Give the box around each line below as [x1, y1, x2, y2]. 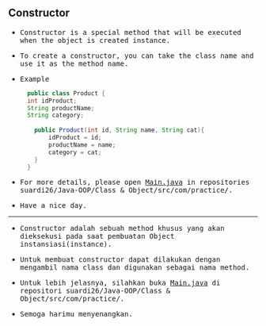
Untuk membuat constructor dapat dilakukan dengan [19, 255, 221, 264]
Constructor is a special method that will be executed [19, 28, 241, 36]
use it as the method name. [19, 59, 129, 68]
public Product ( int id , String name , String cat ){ [34, 126, 205, 134]
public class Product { [27, 89, 105, 98]
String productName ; [27, 104, 95, 112]
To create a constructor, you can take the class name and [19, 51, 254, 60]
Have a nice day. [19, 201, 87, 210]
